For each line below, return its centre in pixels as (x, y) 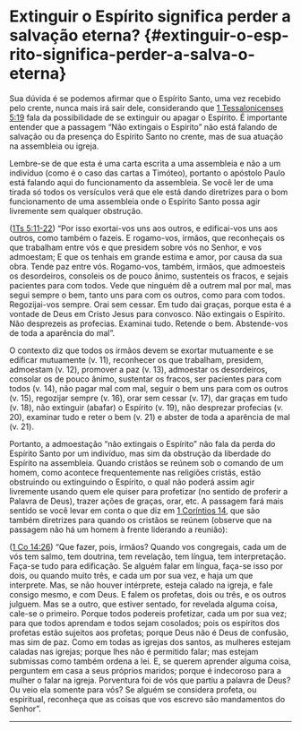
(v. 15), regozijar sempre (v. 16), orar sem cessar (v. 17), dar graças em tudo (149, 398)
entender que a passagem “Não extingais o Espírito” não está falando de (143, 126)
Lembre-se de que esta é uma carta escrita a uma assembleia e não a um (145, 163)
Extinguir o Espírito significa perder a (150, 17)
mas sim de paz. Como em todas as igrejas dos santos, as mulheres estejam (150, 641)
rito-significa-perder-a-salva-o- (132, 55)
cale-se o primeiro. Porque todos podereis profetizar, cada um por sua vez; (148, 613)
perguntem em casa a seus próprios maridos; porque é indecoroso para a (146, 670)
